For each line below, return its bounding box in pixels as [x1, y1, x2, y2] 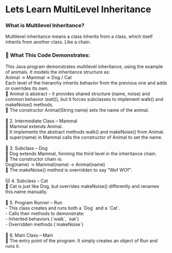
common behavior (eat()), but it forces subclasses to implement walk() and [5, 96, 163, 102]
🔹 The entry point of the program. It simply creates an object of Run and [5, 237, 158, 244]
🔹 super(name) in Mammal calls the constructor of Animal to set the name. [5, 134, 163, 140]
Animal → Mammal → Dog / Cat [5, 74, 72, 80]
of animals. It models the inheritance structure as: [5, 69, 110, 75]
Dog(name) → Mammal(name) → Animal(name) [5, 161, 105, 167]
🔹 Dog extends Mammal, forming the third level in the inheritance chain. [5, 150, 157, 157]
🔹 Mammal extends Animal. [5, 123, 63, 129]
